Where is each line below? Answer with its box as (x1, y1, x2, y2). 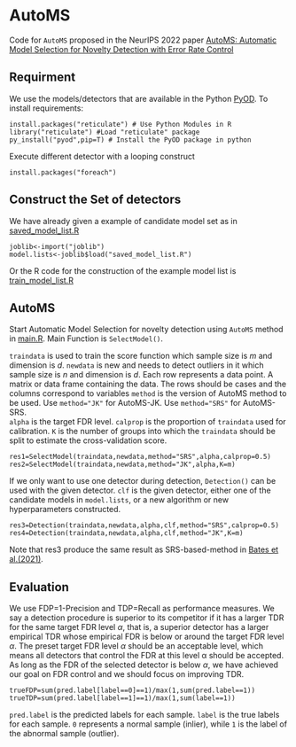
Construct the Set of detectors (9, 192, 182, 207)
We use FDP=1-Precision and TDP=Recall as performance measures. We (9, 603, 275, 614)
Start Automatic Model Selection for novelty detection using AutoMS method (9, 324, 284, 335)
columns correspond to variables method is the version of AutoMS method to (9, 388, 287, 399)
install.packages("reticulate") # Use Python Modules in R (9, 120, 232, 128)
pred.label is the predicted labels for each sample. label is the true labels (9, 710, 280, 720)
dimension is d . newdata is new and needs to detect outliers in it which (9, 360, 264, 370)
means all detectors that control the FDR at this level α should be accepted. (9, 650, 284, 661)
